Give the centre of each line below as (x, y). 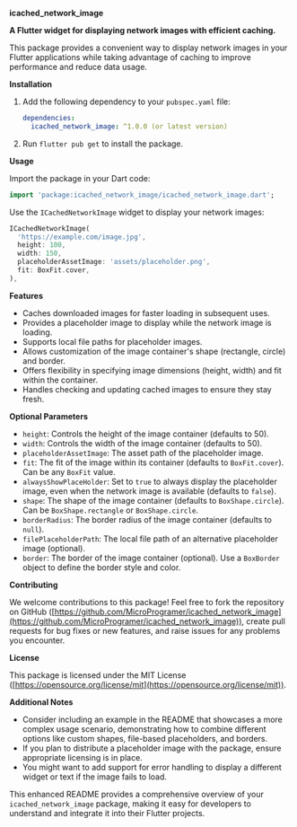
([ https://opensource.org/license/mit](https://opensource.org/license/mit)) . (148, 684)
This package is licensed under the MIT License (98, 675)
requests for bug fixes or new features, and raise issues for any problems (145, 630)
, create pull (263, 621)
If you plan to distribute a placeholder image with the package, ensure (152, 748)
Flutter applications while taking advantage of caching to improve (130, 57)
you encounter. (37, 640)
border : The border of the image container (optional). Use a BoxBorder (151, 558)
